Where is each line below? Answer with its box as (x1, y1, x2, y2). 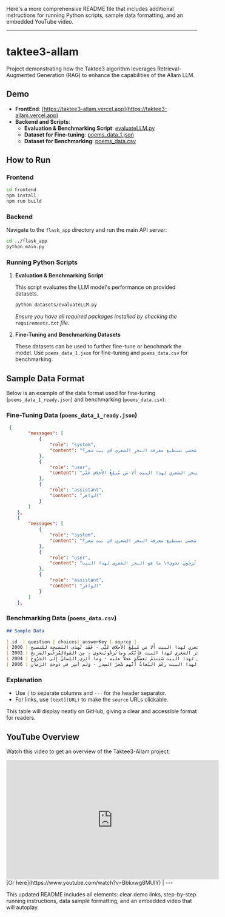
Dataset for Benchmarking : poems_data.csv (24, 137, 136, 144)
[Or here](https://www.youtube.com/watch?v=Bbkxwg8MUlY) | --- (6, 879, 173, 887)
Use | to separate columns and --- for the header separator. (15, 689, 167, 697)
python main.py (6, 244, 45, 250)
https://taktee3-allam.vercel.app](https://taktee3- (43, 105, 168, 112)
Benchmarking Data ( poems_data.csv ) (6, 614, 117, 623)
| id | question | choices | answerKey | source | (6, 638, 137, 645)
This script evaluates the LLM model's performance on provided (15, 283, 176, 291)
